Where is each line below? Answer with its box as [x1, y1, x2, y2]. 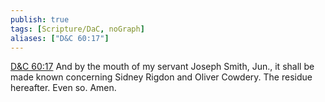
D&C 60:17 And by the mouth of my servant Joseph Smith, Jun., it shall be [10, 61, 315, 73]
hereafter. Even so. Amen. [10, 82, 117, 94]
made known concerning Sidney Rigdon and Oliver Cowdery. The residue [10, 71, 313, 83]
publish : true [10, 14, 70, 25]
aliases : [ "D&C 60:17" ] [10, 33, 110, 43]
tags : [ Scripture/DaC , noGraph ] [10, 24, 145, 34]
